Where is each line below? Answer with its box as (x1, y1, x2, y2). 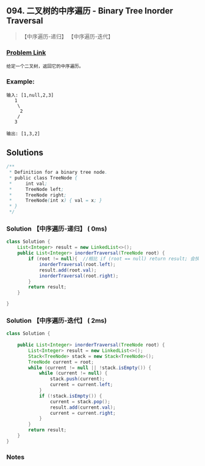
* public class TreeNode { (9, 174, 78, 181)
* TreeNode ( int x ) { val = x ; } (9, 198, 103, 204)
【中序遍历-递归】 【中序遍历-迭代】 (21, 32, 114, 40)
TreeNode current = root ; (28, 359, 95, 365)
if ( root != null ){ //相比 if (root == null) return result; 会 (28, 256, 195, 262)
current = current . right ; (49, 410, 116, 416)
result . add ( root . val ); (38, 267, 97, 273)
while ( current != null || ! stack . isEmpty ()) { (28, 365, 151, 371)
